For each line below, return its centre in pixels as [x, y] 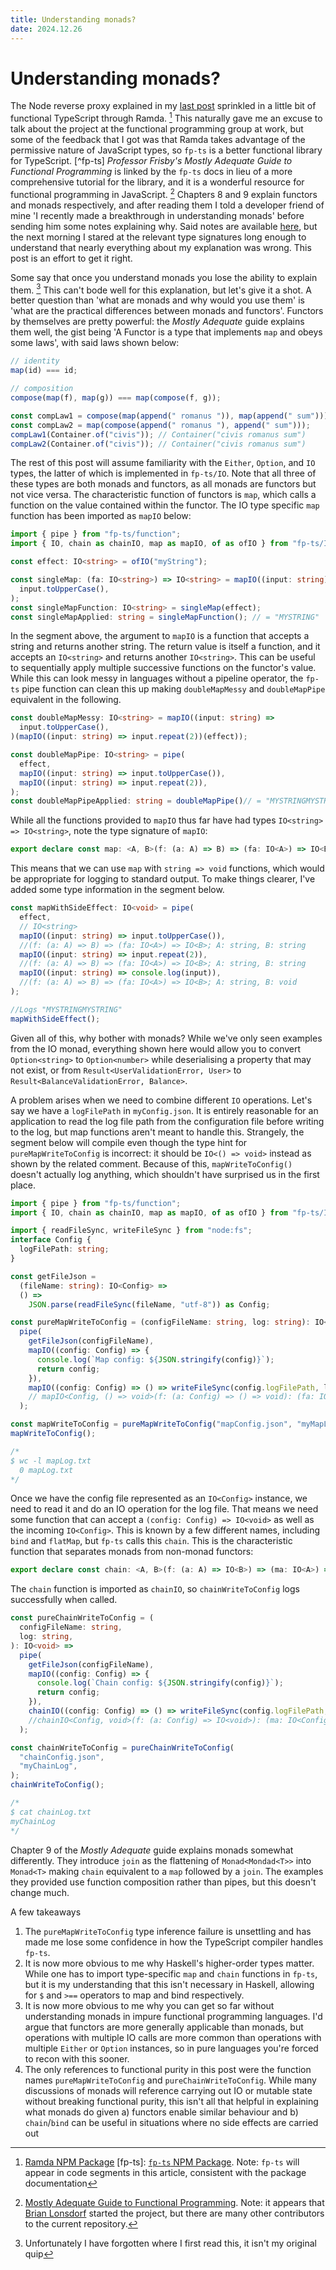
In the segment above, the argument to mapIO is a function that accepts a [160, 636]
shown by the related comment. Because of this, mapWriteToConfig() [151, 1163]
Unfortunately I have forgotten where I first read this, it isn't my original [170, 2243]
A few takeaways [46, 1912]
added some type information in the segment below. [117, 890]
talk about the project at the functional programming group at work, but [157, 129]
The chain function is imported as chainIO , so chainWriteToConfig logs [155, 1589]
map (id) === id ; [44, 371]
